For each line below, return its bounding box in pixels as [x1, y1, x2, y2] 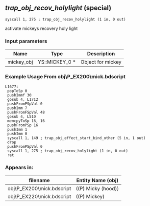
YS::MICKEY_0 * [37, 59, 76, 66]
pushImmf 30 [7, 93, 32, 98]
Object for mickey [80, 59, 122, 66]
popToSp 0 [7, 89, 27, 93]
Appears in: [5, 164, 34, 171]
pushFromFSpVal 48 [7, 110, 45, 115]
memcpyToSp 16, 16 [7, 118, 45, 124]
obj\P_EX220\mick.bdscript [7, 193, 71, 200]
